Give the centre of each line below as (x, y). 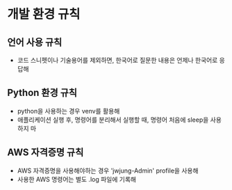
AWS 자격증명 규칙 (45, 153)
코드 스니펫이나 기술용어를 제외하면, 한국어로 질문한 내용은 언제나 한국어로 (117, 60)
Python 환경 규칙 (42, 93)
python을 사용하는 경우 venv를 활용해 (68, 111)
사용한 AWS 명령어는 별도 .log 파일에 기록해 (77, 179)
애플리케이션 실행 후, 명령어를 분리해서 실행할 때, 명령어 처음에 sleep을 (113, 120)
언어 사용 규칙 (35, 42)
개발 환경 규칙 (44, 14)
